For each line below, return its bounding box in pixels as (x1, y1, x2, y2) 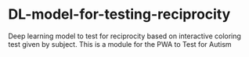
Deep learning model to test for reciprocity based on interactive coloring (8, 31, 241, 41)
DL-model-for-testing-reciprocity (8, 5, 231, 23)
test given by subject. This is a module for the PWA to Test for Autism (8, 39, 233, 48)
